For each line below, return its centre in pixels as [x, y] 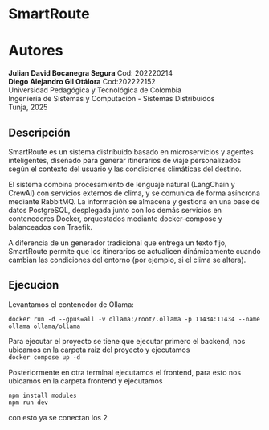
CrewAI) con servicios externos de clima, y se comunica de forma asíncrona [134, 193]
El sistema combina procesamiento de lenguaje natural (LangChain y [122, 184]
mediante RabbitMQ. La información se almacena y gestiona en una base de [134, 201]
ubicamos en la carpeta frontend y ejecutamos [86, 381]
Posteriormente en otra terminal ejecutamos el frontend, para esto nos [125, 372]
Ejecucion [34, 285]
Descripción [39, 132]
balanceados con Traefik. [50, 227]
